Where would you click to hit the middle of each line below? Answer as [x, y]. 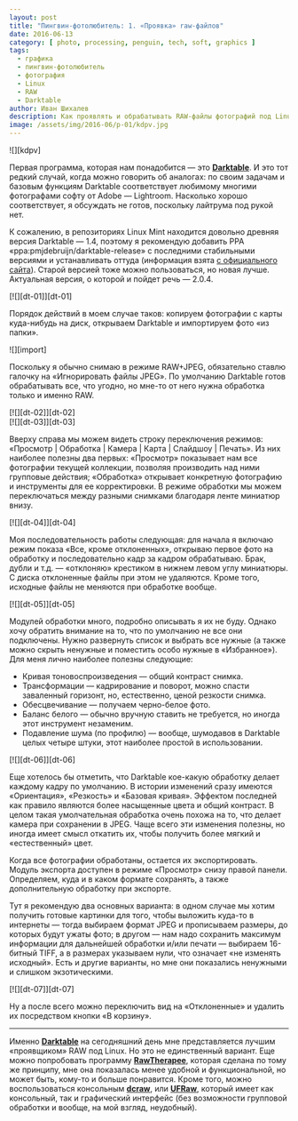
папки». [24, 332]
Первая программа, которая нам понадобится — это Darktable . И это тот [149, 167]
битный [24, 953]
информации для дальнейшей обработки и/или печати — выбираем [138, 944]
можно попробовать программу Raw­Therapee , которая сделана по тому [148, 1060]
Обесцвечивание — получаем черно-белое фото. [116, 705]
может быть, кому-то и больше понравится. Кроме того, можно [131, 1079]
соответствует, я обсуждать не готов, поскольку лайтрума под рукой [141, 205]
